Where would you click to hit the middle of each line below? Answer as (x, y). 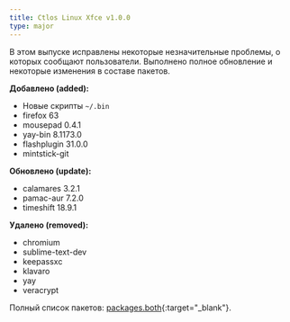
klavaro (36, 271)
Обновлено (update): (50, 171)
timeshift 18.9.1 (50, 207)
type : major (32, 26)
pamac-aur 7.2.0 (53, 198)
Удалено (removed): (49, 225)
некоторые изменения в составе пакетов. (90, 71)
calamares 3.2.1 (51, 188)
